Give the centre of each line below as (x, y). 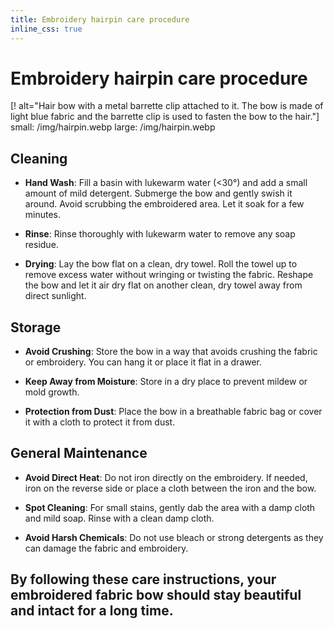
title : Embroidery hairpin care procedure (100, 19)
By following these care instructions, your (143, 579)
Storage (36, 327)
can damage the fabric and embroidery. (106, 548)
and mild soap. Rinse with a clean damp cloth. (119, 518)
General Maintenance (79, 453)
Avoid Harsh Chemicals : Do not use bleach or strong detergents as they (174, 537)
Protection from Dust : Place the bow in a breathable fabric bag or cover (173, 412)
